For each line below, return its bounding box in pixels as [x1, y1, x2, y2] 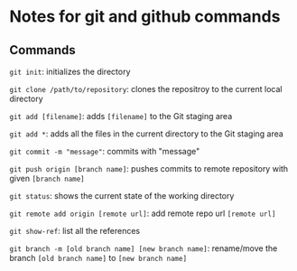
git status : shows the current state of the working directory [9, 191, 235, 201]
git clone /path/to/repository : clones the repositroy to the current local [9, 84, 283, 94]
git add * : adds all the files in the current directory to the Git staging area [9, 128, 284, 139]
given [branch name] [9, 173, 86, 183]
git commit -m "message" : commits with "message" [9, 146, 200, 156]
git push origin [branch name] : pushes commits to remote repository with [9, 164, 289, 173]
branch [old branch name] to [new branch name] [9, 253, 188, 263]
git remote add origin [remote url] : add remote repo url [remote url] [9, 208, 276, 219]
